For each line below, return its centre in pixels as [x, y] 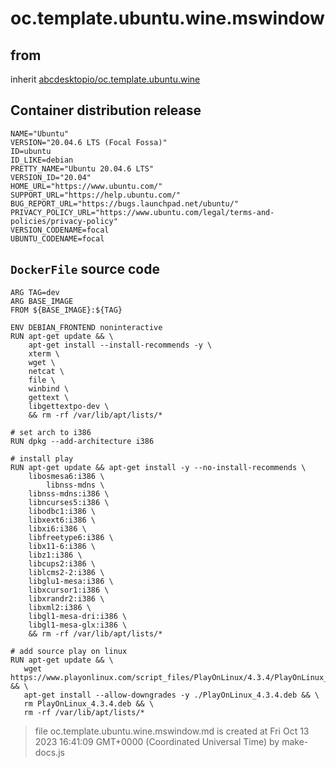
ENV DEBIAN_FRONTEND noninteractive [86, 327]
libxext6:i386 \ [62, 520]
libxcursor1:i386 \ [69, 590]
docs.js [49, 752]
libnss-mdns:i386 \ [69, 493]
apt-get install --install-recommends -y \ [120, 345]
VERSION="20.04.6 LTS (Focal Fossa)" [89, 142]
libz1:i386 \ [55, 555]
